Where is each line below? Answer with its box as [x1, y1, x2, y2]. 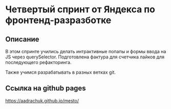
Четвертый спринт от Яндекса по [5, 4, 155, 15]
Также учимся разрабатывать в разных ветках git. [5, 69, 116, 75]
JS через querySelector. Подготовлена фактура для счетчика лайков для [5, 54, 165, 60]
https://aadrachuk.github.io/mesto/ [5, 97, 79, 103]
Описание [5, 35, 39, 43]
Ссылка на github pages [5, 84, 86, 93]
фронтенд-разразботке [5, 14, 112, 26]
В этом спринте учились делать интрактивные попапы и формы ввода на [5, 49, 166, 54]
